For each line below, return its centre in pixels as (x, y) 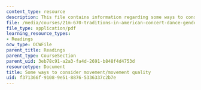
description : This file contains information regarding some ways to (95, 17)
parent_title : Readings (36, 50)
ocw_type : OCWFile (29, 45)
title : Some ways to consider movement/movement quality (79, 72)
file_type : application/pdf (41, 28)
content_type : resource (36, 12)
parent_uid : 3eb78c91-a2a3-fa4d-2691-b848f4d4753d (71, 61)
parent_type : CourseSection (41, 56)
